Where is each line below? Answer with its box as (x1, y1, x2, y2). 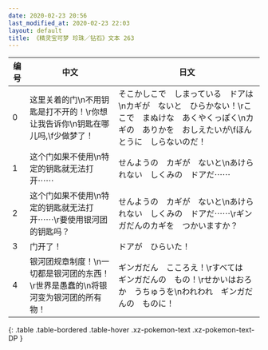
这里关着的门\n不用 (30, 94, 102, 105)
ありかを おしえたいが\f (142, 125, 237, 136)
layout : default (8, 26, 62, 34)
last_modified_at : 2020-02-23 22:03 (8, 19, 130, 27)
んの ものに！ (118, 298, 175, 309)
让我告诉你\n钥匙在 (30, 118, 102, 129)
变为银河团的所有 (37, 292, 102, 304)
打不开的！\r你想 (45, 106, 108, 117)
